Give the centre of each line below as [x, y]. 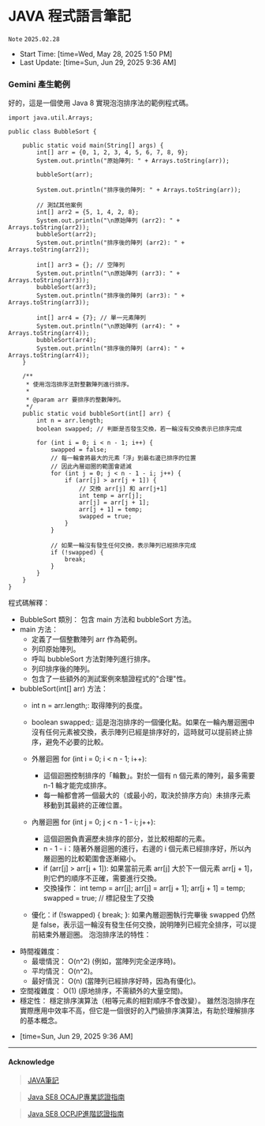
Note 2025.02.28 [34, 39]
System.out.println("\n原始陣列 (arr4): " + [108, 326]
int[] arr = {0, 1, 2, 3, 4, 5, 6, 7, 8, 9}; [113, 153]
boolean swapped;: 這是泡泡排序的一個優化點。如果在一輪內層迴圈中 [143, 722]
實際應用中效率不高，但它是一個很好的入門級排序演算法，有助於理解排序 [137, 1011]
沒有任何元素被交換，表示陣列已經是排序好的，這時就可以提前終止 [138, 732]
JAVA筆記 [43, 1080]
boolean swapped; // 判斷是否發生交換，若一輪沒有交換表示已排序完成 [139, 429]
